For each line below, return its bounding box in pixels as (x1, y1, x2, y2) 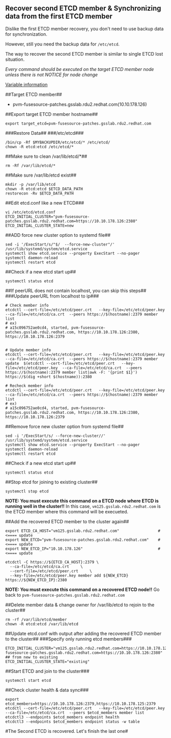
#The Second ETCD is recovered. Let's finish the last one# (5, 728, 128, 734)
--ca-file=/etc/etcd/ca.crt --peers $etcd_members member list (5, 710, 145, 715)
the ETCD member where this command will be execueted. (5, 508, 129, 514)
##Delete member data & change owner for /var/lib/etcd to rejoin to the (5, 602, 155, 608)
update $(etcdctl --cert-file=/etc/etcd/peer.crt (5, 361, 115, 366)
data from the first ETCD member (5, 12, 113, 21)
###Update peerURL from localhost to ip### (5, 293, 99, 299)
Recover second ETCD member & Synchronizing (5, 4, 161, 13)
